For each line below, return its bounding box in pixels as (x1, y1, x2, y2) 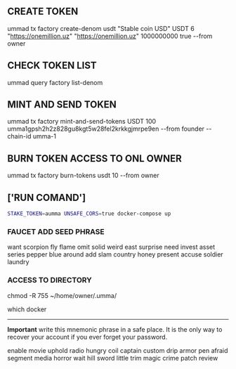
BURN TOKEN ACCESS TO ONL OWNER (7, 153, 183, 164)
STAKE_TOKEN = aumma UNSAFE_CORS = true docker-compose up (7, 210, 171, 217)
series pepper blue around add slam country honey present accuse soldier (7, 250, 223, 259)
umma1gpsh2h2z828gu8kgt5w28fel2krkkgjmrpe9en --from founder (7, 124, 205, 133)
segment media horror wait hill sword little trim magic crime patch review (7, 354, 218, 362)
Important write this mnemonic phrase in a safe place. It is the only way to (7, 325, 223, 333)
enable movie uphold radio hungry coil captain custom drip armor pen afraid (7, 346, 228, 354)
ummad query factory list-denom (7, 78, 103, 86)
